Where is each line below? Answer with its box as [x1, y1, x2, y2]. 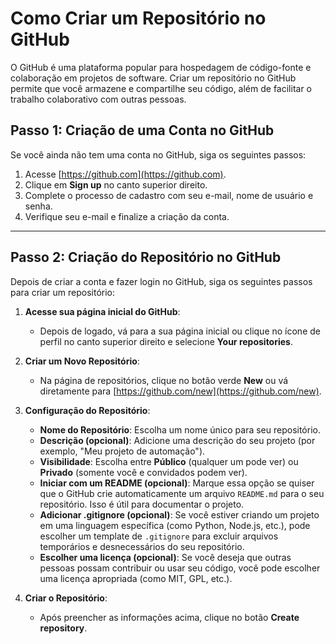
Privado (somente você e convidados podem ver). [39, 466, 248, 478]
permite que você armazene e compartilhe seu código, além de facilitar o [10, 82, 313, 94]
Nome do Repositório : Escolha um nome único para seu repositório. [39, 423, 321, 436]
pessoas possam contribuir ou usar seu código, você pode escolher [39, 562, 321, 574]
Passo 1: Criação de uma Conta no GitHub [10, 122, 275, 139]
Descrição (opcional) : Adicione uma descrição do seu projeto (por [39, 434, 316, 446]
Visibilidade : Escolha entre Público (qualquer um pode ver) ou [39, 455, 299, 467]
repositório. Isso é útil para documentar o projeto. [39, 498, 245, 510]
